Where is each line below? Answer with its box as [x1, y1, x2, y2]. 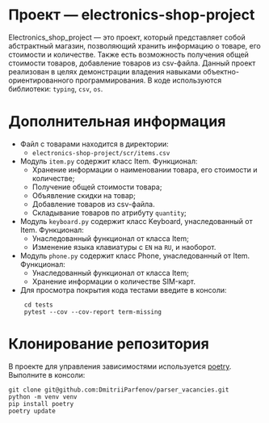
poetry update [8, 407, 57, 415]
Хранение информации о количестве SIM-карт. [32, 277, 196, 286]
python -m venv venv [8, 392, 78, 401]
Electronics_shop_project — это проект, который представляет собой [8, 32, 246, 42]
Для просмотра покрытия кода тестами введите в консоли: [19, 285, 228, 294]
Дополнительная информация [8, 112, 226, 131]
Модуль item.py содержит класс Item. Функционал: [19, 156, 198, 166]
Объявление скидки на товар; [32, 190, 136, 200]
